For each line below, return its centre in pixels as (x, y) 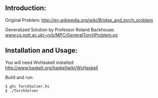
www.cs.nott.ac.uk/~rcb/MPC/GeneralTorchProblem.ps (61, 35)
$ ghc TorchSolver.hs (27, 86)
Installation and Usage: (41, 51)
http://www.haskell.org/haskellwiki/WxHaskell (52, 68)
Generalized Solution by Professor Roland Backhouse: (60, 30)
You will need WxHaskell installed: (40, 62)
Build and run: (19, 77)
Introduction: (26, 8)
